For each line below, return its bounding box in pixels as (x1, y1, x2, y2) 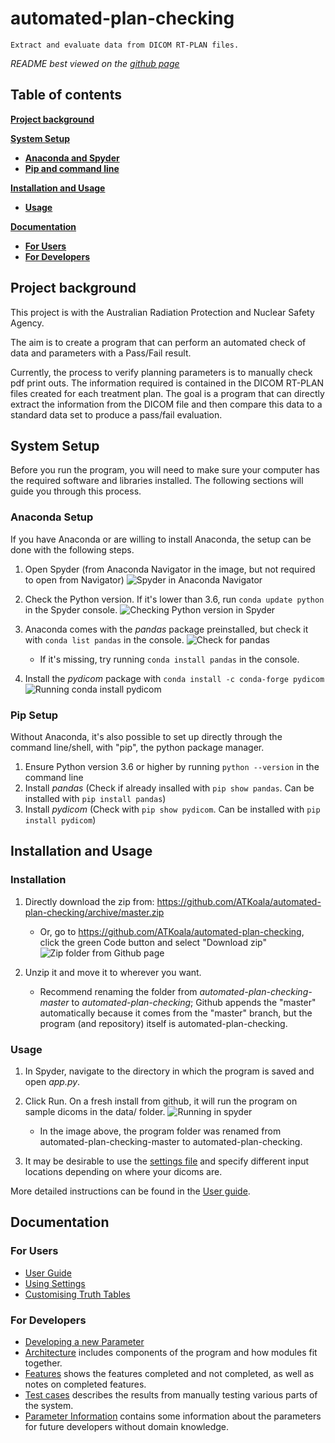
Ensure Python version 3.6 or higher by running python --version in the (24, 760, 320, 772)
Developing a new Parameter (24, 1335, 145, 1347)
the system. (24, 1399, 74, 1411)
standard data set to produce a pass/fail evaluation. (10, 408, 223, 421)
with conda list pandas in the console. (24, 633, 185, 646)
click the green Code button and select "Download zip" (39, 936, 267, 948)
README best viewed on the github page (10, 57, 180, 69)
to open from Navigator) (24, 573, 125, 586)
